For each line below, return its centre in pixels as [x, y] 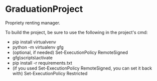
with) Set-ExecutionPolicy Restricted [50, 73]
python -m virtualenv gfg [38, 47]
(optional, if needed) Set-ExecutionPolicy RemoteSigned [70, 52]
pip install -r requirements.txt [42, 63]
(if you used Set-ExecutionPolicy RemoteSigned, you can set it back [82, 68]
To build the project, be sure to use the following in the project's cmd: [77, 32]
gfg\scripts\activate [32, 57]
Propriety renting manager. [33, 23]
